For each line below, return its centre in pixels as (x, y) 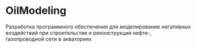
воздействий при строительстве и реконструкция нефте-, (78, 32)
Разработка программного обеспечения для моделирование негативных (98, 27)
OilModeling (36, 11)
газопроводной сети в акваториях (49, 39)
